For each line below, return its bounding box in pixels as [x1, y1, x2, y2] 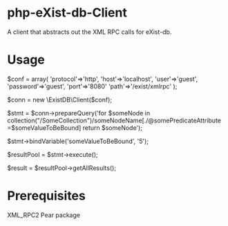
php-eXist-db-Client [7, 5, 128, 21]
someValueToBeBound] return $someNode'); [15, 123, 143, 132]
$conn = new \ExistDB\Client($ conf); [7, 95, 113, 104]
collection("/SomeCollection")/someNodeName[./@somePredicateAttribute [7, 116, 221, 124]
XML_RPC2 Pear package [7, 211, 81, 219]
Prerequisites [7, 188, 86, 204]
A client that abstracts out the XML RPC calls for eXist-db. [7, 28, 172, 36]
